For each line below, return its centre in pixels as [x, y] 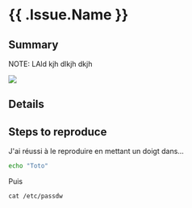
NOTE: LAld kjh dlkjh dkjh [50, 64]
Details [26, 104]
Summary [33, 45]
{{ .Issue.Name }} [69, 15]
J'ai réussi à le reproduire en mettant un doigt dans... [96, 152]
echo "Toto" [28, 166]
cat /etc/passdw [35, 196]
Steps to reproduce [58, 132]
